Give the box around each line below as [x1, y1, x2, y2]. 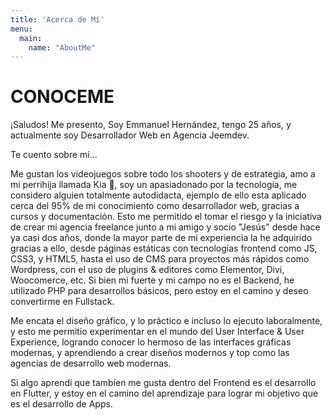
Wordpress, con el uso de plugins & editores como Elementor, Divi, [10, 264, 285, 276]
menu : [10, 24, 33, 34]
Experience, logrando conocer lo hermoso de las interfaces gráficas [10, 336, 292, 348]
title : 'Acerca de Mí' [10, 14, 105, 25]
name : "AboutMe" [28, 42, 97, 53]
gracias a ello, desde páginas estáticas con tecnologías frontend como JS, [10, 242, 318, 255]
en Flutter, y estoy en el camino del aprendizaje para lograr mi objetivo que [10, 387, 319, 400]
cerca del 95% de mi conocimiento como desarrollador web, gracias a [10, 200, 300, 212]
